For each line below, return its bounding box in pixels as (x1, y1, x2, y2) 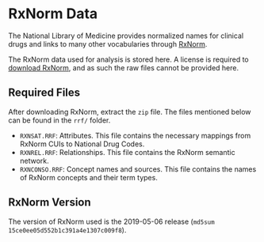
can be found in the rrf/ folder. (8, 115, 111, 125)
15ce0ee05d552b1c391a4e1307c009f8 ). (8, 225, 127, 234)
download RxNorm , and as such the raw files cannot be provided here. (8, 62, 239, 72)
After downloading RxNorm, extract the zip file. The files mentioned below (8, 107, 251, 116)
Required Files (8, 86, 81, 100)
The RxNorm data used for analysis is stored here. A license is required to (8, 55, 249, 64)
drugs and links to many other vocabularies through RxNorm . (8, 39, 208, 48)
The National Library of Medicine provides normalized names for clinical (8, 31, 244, 40)
